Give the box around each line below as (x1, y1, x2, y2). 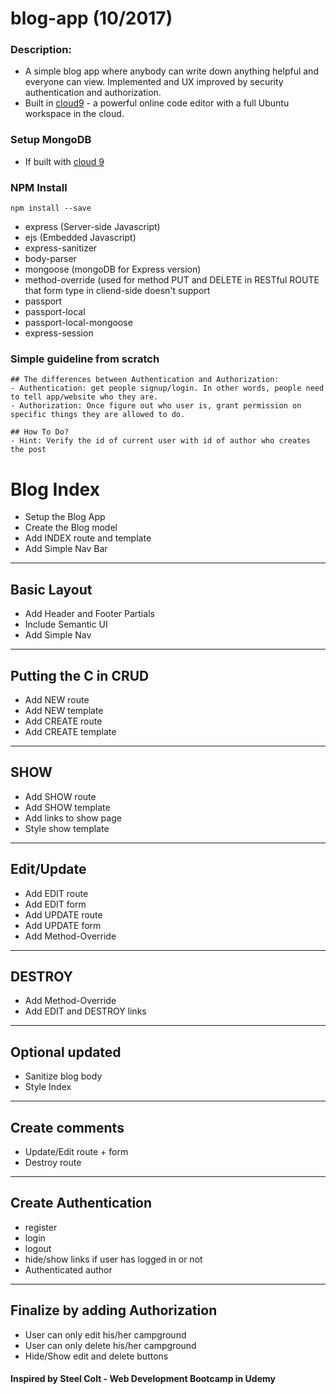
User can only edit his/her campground (24, 1328, 187, 1341)
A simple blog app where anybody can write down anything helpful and (24, 65, 319, 77)
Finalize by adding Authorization (10, 1302, 218, 1319)
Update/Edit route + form (24, 1146, 129, 1157)
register (24, 1221, 58, 1233)
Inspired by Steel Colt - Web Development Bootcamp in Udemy (10, 1373, 276, 1385)
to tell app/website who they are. (10, 392, 159, 402)
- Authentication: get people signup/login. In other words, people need (10, 383, 325, 394)
